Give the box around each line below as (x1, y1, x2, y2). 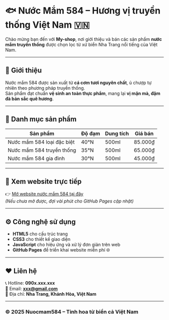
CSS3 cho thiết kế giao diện (12, 236, 71, 242)
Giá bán (135, 130, 154, 137)
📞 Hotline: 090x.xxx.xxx (5, 280, 55, 286)
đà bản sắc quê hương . (5, 95, 54, 102)
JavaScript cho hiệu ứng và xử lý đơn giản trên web (12, 241, 121, 248)
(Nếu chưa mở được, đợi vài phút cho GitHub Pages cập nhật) (5, 198, 134, 204)
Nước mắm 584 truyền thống (8, 147, 76, 154)
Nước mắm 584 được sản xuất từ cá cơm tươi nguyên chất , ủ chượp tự (5, 80, 152, 86)
